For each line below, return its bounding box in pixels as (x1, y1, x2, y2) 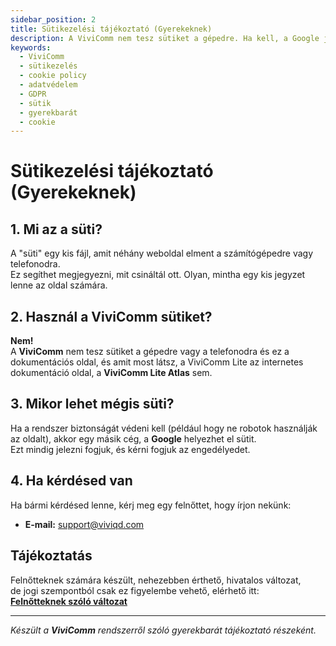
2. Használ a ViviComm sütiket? (10, 308, 213, 325)
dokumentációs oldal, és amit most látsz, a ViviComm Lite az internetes (10, 356, 304, 368)
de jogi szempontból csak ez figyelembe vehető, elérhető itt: (10, 584, 260, 596)
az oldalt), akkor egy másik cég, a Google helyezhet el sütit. (10, 432, 257, 445)
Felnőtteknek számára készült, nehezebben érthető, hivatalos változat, (10, 574, 302, 586)
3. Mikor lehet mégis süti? (10, 396, 175, 413)
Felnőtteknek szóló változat (10, 595, 128, 607)
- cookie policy (19, 71, 87, 81)
